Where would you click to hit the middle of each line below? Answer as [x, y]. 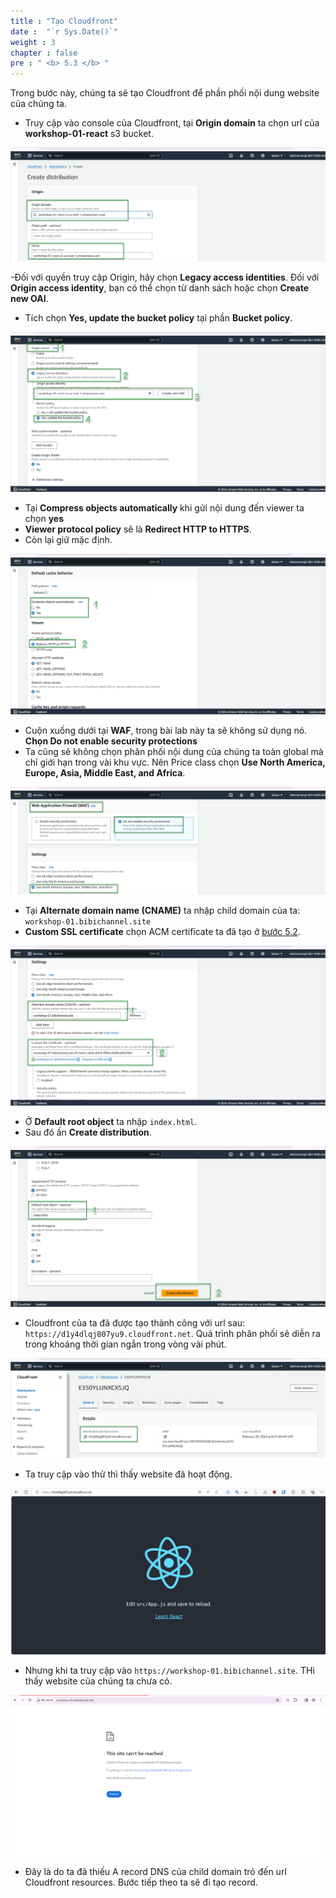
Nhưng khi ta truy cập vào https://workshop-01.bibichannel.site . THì [169, 1670]
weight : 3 [33, 42]
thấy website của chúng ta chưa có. [98, 1681]
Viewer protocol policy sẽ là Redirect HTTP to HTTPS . [138, 529]
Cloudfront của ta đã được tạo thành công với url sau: [135, 1322]
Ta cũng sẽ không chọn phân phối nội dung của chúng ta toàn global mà [174, 751]
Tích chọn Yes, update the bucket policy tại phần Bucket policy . [158, 317]
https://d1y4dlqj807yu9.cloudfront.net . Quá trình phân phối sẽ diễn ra [172, 1333]
